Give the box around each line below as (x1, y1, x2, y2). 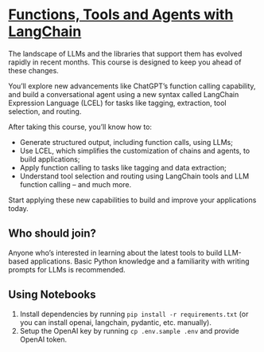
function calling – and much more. (19, 179, 132, 189)
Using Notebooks (8, 288, 96, 302)
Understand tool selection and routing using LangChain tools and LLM (19, 171, 250, 181)
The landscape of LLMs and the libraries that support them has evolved (8, 49, 243, 58)
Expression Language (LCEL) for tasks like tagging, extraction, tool (8, 98, 227, 108)
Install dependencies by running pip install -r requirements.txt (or (19, 309, 249, 319)
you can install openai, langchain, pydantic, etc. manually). (19, 317, 212, 327)
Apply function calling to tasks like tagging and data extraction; (19, 162, 227, 172)
